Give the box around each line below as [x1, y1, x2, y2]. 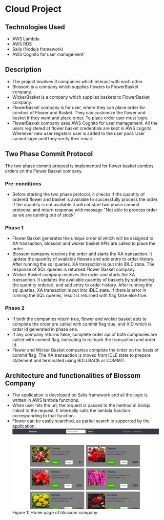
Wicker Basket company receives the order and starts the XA [12, 272, 135, 278]
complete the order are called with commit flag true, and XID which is [12, 321, 152, 327]
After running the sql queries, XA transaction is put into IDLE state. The [12, 261, 155, 267]
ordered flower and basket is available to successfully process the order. [12, 196, 159, 202]
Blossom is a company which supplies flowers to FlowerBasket [12, 84, 139, 89]
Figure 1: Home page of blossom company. [12, 510, 99, 516]
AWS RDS [12, 41, 32, 47]
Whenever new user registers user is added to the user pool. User [12, 130, 145, 136]
